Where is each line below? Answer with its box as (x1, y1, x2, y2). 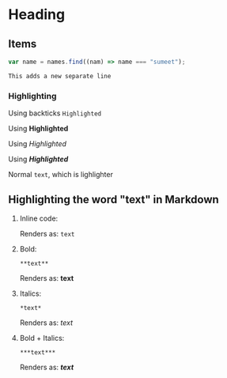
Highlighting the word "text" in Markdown (8, 192, 219, 206)
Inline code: (19, 214, 59, 223)
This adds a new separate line (8, 72, 112, 80)
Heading (8, 6, 66, 24)
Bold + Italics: (19, 333, 65, 342)
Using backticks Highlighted (8, 108, 101, 118)
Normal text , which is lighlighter (8, 170, 113, 180)
